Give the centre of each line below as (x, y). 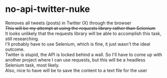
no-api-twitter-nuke (48, 9)
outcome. (15, 49)
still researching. (22, 39)
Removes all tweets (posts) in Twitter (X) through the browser (68, 23)
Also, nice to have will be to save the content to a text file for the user (76, 70)
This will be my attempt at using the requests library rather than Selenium (81, 28)
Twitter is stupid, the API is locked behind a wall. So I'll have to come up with (84, 54)
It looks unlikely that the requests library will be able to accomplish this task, (83, 33)
